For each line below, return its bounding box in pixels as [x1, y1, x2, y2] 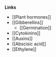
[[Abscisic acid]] [11, 41, 46, 47]
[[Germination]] [19, 25, 51, 31]
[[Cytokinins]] [11, 30, 40, 36]
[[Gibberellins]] [11, 20, 43, 25]
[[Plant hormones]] [11, 14, 51, 20]
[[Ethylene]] [11, 46, 37, 52]
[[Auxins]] [11, 35, 33, 41]
